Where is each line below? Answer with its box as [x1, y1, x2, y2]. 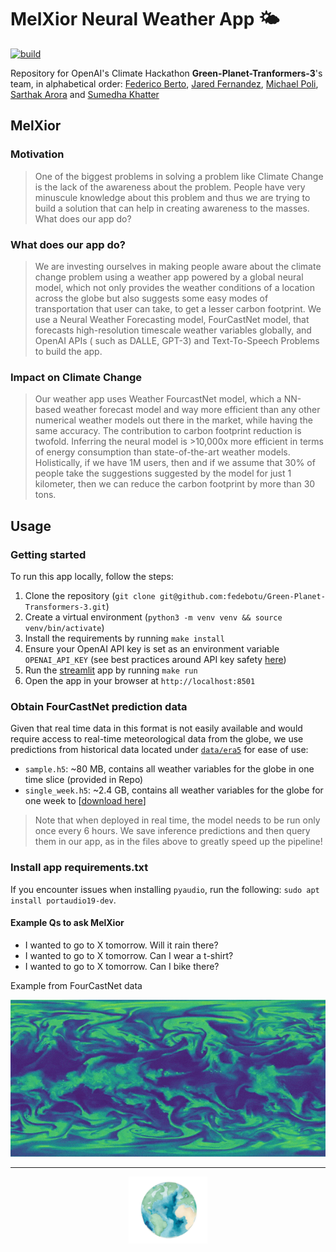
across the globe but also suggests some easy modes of [34, 292, 269, 304]
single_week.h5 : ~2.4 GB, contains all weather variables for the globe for [24, 784, 324, 796]
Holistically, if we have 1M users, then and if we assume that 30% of [34, 457, 316, 469]
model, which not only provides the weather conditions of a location [34, 281, 315, 293]
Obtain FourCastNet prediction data [10, 699, 188, 713]
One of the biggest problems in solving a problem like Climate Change [34, 170, 324, 182]
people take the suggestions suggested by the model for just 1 [34, 467, 292, 480]
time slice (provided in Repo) [24, 774, 144, 786]
